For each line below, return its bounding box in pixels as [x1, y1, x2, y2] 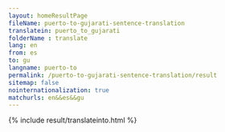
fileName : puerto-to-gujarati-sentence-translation [8, 19, 185, 27]
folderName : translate [8, 34, 88, 42]
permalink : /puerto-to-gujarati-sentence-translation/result [8, 71, 218, 79]
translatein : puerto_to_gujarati [8, 26, 121, 34]
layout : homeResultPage [8, 11, 88, 20]
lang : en [8, 42, 38, 50]
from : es [8, 49, 38, 57]
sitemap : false [8, 78, 59, 86]
